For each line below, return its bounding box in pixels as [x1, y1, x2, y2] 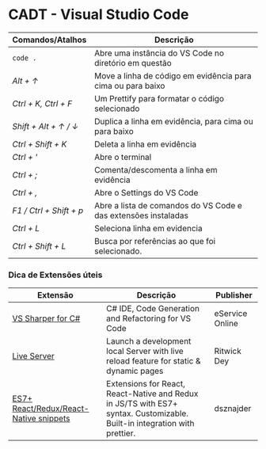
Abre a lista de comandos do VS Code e [93, 200, 243, 211]
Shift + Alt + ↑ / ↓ [12, 120, 79, 131]
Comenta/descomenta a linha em [93, 164, 218, 175]
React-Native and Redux [106, 388, 199, 399]
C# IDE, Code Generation [106, 303, 200, 314]
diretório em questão [93, 57, 172, 68]
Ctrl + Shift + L [12, 240, 66, 251]
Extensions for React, [106, 379, 186, 390]
